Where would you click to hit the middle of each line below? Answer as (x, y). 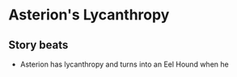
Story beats (38, 45)
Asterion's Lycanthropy (89, 15)
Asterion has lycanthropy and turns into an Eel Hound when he (124, 64)
